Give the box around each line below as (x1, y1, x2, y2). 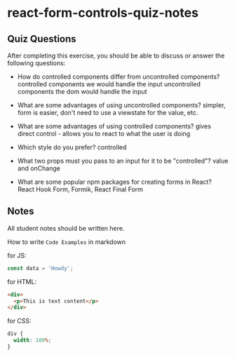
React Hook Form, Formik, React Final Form (17, 185, 144, 194)
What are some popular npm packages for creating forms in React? (17, 177, 212, 186)
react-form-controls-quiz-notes (7, 5, 199, 21)
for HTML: (7, 277, 37, 285)
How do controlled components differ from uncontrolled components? (17, 72, 220, 81)
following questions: (7, 59, 66, 67)
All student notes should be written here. (7, 224, 125, 232)
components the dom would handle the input (17, 88, 147, 95)
